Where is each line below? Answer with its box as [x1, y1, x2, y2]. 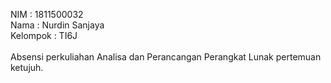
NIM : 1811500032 [10, 9, 84, 20]
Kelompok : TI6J [10, 30, 78, 41]
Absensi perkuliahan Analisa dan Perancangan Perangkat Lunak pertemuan [10, 51, 322, 63]
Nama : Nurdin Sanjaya [10, 19, 105, 31]
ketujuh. [10, 62, 44, 73]
